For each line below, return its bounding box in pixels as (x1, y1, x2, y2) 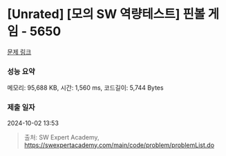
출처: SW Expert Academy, (23, 133, 100, 142)
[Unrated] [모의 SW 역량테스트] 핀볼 (7, 6, 205, 22)
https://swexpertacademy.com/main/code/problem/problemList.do (23, 141, 215, 149)
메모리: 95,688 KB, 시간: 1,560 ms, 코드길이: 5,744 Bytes (7, 84, 164, 92)
